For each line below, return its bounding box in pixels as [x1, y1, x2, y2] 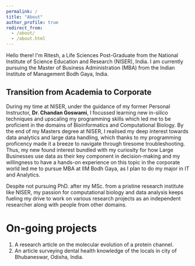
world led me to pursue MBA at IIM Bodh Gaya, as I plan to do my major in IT [6, 165, 190, 172]
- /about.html [11, 36, 46, 42]
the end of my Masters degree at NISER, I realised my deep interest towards [6, 127, 189, 134]
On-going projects [6, 222, 97, 234]
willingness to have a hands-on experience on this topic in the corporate [6, 158, 180, 165]
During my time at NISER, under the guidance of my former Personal [6, 103, 170, 110]
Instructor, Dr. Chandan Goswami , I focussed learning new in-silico [6, 109, 168, 116]
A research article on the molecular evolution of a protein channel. [14, 241, 174, 248]
